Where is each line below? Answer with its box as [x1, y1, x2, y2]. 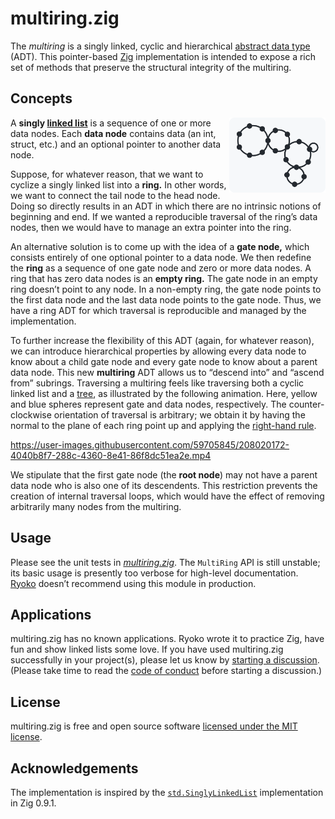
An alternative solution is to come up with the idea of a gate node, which [10, 240, 310, 252]
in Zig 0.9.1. [10, 797, 57, 809]
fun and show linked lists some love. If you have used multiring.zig [10, 643, 284, 656]
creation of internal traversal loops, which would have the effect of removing [10, 490, 325, 502]
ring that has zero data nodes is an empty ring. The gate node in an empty [10, 272, 318, 284]
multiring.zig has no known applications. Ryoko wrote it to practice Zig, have [10, 633, 325, 645]
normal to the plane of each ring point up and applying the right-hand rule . [10, 419, 317, 431]
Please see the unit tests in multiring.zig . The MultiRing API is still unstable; [10, 556, 321, 568]
